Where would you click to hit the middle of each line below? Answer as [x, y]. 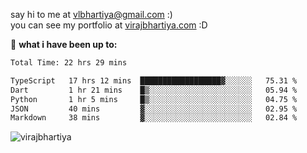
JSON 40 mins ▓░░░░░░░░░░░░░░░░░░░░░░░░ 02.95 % [154, 109]
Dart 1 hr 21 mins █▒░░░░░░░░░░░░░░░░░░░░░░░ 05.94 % [154, 90]
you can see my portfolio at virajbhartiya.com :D [109, 25]
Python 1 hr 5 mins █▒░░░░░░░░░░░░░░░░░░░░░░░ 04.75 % [154, 99]
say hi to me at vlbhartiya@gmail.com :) [91, 14]
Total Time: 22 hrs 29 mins [69, 63]
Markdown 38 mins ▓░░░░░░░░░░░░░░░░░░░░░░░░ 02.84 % [154, 118]
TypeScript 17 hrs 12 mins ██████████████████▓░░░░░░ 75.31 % [154, 80]
